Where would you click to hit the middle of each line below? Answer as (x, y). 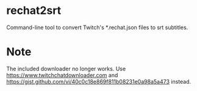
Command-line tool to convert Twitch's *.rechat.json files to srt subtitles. (97, 27)
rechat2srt (34, 11)
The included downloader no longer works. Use (66, 69)
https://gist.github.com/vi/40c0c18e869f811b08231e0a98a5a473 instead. (99, 81)
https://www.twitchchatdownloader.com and (62, 75)
